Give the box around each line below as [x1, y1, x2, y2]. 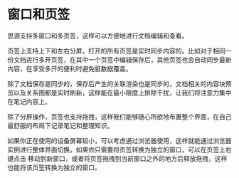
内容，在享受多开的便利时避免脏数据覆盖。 [7, 64, 132, 73]
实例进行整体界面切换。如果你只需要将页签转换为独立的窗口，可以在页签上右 [7, 145, 232, 154]
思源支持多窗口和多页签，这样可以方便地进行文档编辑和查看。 [7, 31, 188, 40]
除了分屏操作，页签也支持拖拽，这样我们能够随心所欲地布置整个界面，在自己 [7, 112, 232, 121]
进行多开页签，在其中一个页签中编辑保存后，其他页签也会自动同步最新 [26, 55, 232, 64]
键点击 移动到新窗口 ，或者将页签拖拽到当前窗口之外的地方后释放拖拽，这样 [7, 154, 228, 162]
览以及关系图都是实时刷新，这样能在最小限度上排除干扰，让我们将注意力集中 [7, 88, 232, 97]
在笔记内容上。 [7, 97, 51, 105]
